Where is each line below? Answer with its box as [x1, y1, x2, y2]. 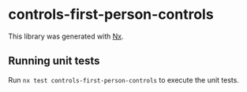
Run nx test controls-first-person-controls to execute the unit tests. [8, 75, 239, 84]
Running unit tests [8, 54, 100, 68]
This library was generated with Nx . [8, 31, 124, 41]
